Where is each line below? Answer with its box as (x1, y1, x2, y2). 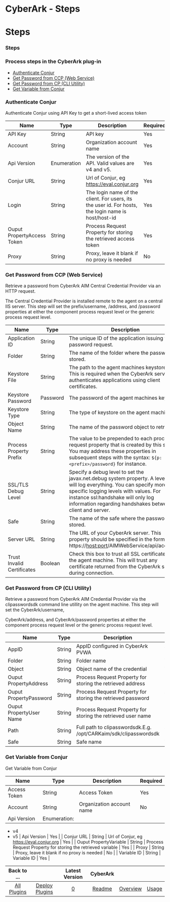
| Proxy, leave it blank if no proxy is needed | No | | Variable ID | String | (12, 849, 161, 855)
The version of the (86, 153, 130, 160)
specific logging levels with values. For (69, 488, 161, 495)
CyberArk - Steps (5, 3, 80, 15)
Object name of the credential (76, 666, 147, 673)
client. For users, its (86, 195, 133, 202)
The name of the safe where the (69, 515, 145, 522)
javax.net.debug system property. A (69, 475, 154, 482)
